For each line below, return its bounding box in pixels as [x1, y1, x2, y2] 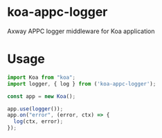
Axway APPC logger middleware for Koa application [7, 27, 155, 35]
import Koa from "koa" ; [7, 74, 76, 81]
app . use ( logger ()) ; [7, 105, 64, 112]
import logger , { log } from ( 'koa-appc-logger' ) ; [7, 80, 156, 87]
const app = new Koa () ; [7, 92, 76, 100]
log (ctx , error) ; [13, 118, 64, 125]
